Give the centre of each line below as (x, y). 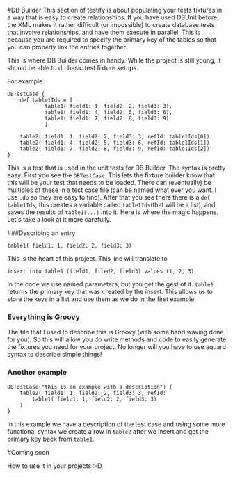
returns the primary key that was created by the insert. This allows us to (110, 292)
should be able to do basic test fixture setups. (73, 68)
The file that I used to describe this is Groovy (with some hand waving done (115, 332)
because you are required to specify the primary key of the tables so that (112, 40)
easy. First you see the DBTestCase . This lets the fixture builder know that (111, 175)
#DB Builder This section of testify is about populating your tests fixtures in (115, 10)
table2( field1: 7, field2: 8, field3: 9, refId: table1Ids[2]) (115, 149)
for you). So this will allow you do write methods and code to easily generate (117, 339)
